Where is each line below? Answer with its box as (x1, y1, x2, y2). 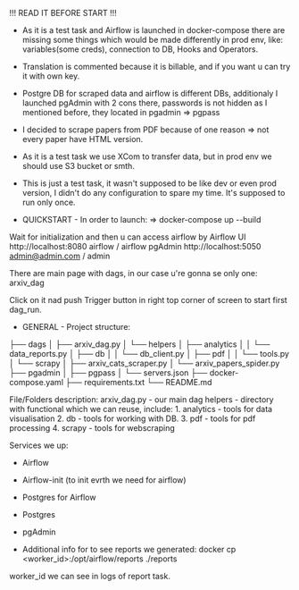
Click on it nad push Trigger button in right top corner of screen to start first (9, 295, 287, 305)
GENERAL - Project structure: (21, 322, 131, 332)
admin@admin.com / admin (9, 250, 111, 261)
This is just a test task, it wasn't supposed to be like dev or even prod (21, 178, 277, 189)
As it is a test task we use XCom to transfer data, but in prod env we (21, 151, 272, 162)
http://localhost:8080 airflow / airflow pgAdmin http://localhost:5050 (9, 241, 262, 251)
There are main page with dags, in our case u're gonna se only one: (9, 268, 258, 278)
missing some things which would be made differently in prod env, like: (21, 35, 284, 45)
